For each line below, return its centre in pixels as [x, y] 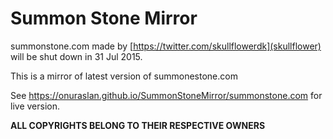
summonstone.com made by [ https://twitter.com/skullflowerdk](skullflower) [166, 46]
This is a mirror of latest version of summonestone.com [124, 76]
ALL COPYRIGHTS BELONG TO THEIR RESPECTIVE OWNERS [138, 125]
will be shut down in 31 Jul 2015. [76, 56]
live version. [35, 106]
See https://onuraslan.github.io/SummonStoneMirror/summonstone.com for [166, 95]
